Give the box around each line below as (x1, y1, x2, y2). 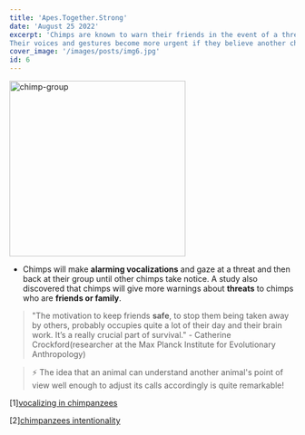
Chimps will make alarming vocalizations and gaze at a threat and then (22, 264, 290, 275)
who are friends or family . (22, 293, 123, 304)
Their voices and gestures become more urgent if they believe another (9, 38, 286, 48)
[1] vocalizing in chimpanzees (9, 398, 118, 408)
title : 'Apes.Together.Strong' (9, 13, 128, 23)
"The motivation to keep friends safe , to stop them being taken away (31, 310, 290, 321)
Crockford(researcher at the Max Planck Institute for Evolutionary (31, 339, 277, 350)
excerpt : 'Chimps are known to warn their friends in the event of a (9, 30, 279, 39)
